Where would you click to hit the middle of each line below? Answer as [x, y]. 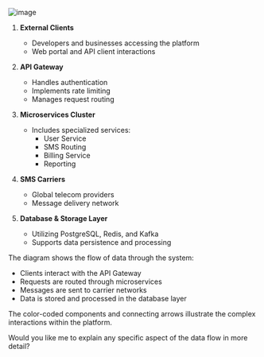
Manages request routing [73, 99]
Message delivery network [75, 203]
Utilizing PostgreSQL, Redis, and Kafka [95, 234]
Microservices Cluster [57, 114]
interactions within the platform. [60, 322]
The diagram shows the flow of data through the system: [101, 258]
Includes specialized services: [81, 130]
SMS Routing [65, 147]
